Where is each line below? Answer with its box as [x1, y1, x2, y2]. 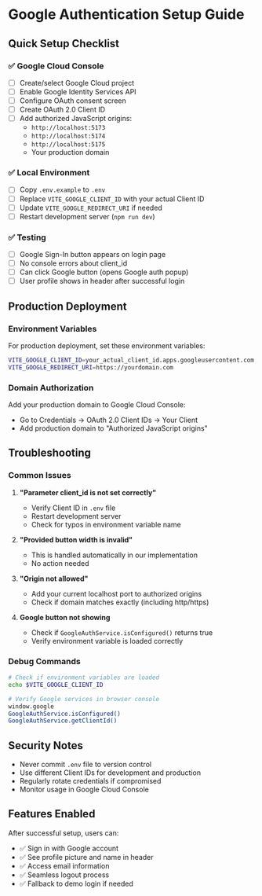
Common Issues [8, 470, 72, 481]
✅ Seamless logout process [19, 870, 110, 879]
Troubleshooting [8, 446, 92, 460]
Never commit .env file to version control [19, 760, 151, 769]
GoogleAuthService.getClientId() [8, 717, 118, 725]
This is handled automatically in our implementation [31, 550, 198, 560]
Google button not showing [19, 612, 111, 622]
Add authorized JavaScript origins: [19, 114, 132, 123]
